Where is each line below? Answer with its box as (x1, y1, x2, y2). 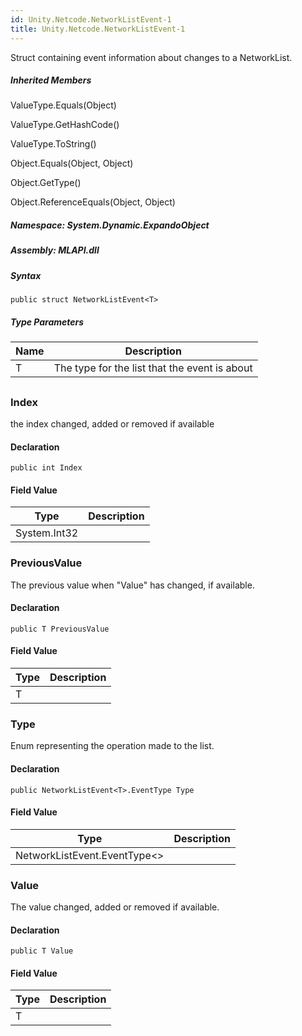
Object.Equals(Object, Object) (10, 157, 134, 170)
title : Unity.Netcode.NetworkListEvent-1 (10, 24, 186, 34)
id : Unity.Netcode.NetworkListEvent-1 (10, 14, 172, 25)
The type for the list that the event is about (53, 361, 253, 375)
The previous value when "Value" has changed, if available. (10, 579, 255, 591)
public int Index (10, 463, 83, 473)
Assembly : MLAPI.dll (10, 244, 100, 256)
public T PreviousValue (10, 624, 110, 634)
